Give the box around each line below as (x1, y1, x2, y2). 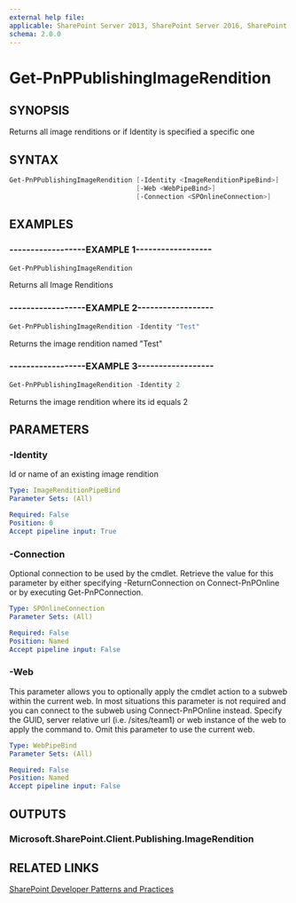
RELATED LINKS (9, 860, 99, 875)
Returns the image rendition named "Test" (9, 338, 163, 349)
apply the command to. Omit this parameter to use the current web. (9, 724, 255, 734)
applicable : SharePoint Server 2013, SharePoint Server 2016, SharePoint (9, 21, 288, 30)
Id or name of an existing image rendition (9, 469, 160, 479)
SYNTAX (9, 152, 59, 167)
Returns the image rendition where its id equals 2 (9, 396, 189, 407)
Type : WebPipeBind (9, 741, 77, 750)
